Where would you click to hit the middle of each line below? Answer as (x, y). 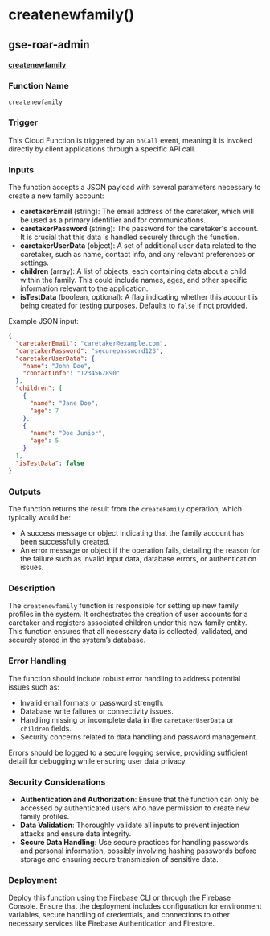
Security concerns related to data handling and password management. (139, 737)
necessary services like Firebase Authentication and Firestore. (112, 923)
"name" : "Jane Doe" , (64, 403)
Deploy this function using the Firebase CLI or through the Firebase (120, 898)
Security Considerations (57, 781)
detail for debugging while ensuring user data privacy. (98, 761)
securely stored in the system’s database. (77, 640)
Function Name (39, 86)
